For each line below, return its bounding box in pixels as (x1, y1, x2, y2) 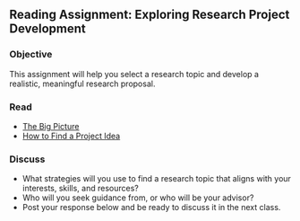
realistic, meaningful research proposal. (9, 78, 156, 89)
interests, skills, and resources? (21, 183, 139, 194)
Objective (9, 49, 53, 61)
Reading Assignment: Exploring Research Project (9, 7, 290, 22)
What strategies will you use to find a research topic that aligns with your (21, 173, 291, 184)
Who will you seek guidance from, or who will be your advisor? (21, 192, 254, 203)
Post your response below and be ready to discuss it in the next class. (21, 202, 281, 213)
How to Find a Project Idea (21, 130, 121, 141)
